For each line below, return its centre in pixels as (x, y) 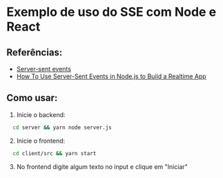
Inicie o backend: (41, 114)
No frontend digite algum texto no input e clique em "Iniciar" (102, 166)
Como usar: (32, 98)
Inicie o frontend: (41, 141)
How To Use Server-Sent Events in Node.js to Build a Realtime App (111, 76)
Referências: (35, 52)
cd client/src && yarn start (55, 153)
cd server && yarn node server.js (62, 127)
